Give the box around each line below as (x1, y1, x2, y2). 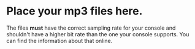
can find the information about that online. (6, 37, 113, 44)
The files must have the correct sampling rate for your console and (6, 24, 176, 31)
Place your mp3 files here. (6, 4, 143, 18)
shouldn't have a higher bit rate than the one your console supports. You (6, 30, 189, 38)
